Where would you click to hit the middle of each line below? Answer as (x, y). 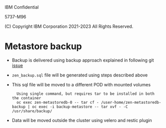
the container (26, 98)
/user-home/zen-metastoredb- (131, 102)
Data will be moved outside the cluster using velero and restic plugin (82, 120)
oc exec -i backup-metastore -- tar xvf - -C (80, 107)
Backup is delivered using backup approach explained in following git (83, 60)
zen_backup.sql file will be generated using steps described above (80, 75)
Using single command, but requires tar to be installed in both (85, 94)
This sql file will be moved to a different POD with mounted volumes (81, 84)
